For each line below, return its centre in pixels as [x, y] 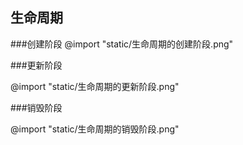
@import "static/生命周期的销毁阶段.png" [95, 129]
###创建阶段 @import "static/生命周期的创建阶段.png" [122, 44]
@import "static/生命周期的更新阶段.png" [95, 86]
